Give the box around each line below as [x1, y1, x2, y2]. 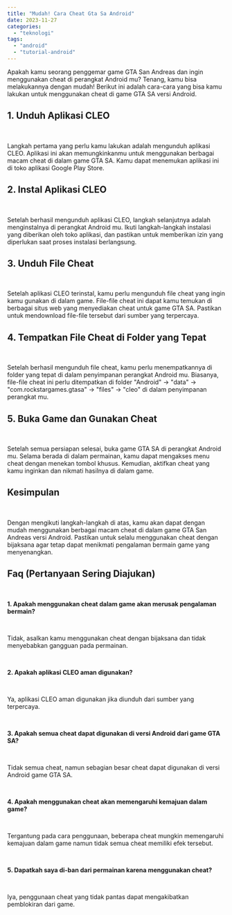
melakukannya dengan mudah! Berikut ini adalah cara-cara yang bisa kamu [7, 82, 222, 91]
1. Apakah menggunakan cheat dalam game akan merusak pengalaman [7, 599, 217, 608]
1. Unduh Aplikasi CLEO [7, 110, 110, 122]
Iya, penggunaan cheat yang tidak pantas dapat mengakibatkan [7, 892, 189, 900]
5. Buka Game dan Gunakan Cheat [7, 413, 158, 424]
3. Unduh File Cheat [7, 257, 94, 269]
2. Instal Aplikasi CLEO [7, 184, 107, 196]
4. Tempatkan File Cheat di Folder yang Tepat [7, 332, 206, 343]
